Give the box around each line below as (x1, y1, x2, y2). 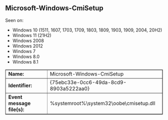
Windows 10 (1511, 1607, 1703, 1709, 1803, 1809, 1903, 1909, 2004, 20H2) (12, 27, 162, 33)
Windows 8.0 (12, 53, 40, 59)
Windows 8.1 (12, 58, 38, 64)
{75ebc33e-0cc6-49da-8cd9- (49, 78, 126, 85)
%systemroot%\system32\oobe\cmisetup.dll (49, 99, 155, 106)
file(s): (8, 106, 24, 113)
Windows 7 (12, 48, 36, 54)
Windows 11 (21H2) (12, 32, 51, 38)
